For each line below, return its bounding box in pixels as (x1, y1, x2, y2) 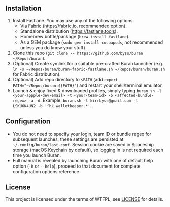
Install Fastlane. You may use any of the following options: (12, 17, 134, 23)
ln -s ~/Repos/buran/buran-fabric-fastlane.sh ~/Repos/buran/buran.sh (12, 67, 165, 72)
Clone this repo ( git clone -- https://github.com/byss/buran (12, 50, 143, 56)
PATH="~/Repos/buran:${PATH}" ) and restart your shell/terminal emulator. (12, 82, 163, 88)
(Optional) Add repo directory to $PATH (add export (12, 76, 118, 82)
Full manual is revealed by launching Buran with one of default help (12, 157, 153, 163)
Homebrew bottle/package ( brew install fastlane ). (20, 33, 130, 39)
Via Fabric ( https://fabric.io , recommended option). (20, 23, 127, 29)
